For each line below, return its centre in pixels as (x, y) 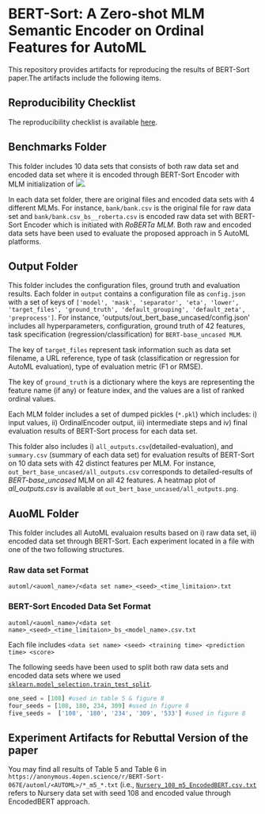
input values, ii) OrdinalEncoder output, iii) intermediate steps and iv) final (128, 423)
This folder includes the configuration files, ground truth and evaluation (124, 286)
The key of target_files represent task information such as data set (119, 350)
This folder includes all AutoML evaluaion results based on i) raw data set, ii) (132, 533)
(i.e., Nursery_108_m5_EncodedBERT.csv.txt (188, 785)
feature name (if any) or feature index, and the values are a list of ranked (127, 390)
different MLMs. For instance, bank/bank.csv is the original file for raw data (130, 208)
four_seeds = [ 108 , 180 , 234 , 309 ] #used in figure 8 (99, 706)
